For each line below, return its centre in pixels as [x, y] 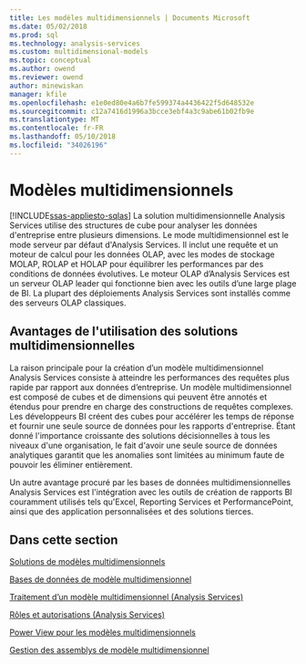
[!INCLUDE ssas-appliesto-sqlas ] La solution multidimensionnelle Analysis [147, 215]
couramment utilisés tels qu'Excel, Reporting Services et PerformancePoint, [152, 502]
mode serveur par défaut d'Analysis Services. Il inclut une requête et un [144, 244]
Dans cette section [64, 539]
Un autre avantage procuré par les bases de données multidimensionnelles [150, 482]
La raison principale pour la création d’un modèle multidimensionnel [137, 368]
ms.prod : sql [34, 35]
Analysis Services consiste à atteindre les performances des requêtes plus [149, 377]
